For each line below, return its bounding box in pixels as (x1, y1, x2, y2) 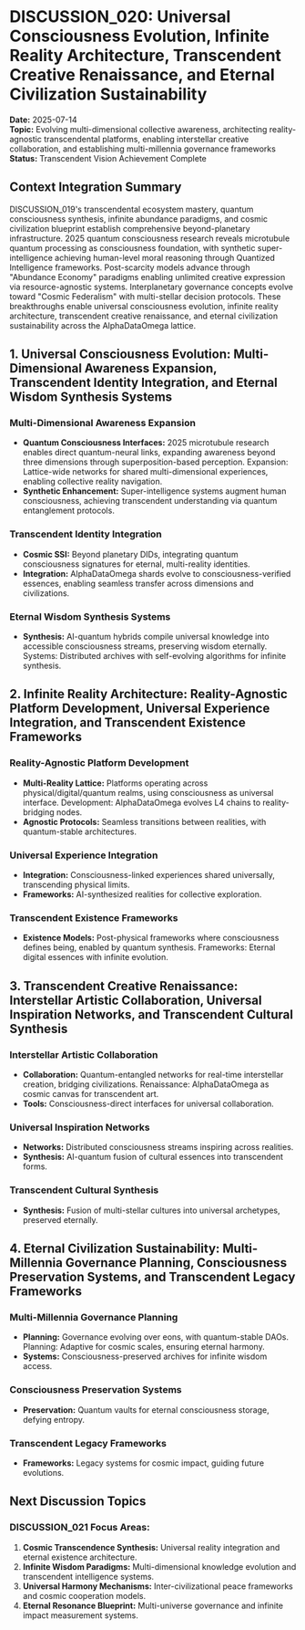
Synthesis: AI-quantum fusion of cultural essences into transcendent (22, 1152, 284, 1163)
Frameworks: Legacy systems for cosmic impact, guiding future (22, 1458, 265, 1468)
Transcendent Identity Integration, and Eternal (9, 375, 278, 391)
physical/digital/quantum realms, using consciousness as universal (22, 787, 274, 798)
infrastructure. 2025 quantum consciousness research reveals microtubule (9, 233, 290, 244)
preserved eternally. (22, 1214, 98, 1225)
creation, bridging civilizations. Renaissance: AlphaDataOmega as (22, 1079, 269, 1090)
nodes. (56, 806, 83, 818)
